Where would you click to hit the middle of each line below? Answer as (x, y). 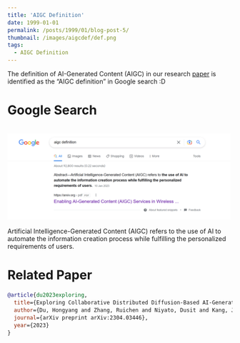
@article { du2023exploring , (47, 295)
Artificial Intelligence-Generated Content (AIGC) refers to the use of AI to (114, 231)
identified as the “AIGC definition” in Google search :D (86, 81)
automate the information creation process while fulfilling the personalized (117, 239)
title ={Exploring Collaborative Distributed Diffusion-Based (107, 303)
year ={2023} (32, 325)
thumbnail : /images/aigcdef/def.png (62, 38)
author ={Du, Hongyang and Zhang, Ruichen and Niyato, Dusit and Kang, (121, 310)
